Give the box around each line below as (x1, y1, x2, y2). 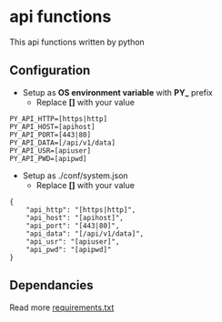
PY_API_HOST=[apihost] (9, 122, 96, 131)
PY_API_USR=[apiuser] (9, 146, 92, 156)
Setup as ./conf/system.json (22, 170, 129, 181)
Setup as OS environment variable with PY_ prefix (22, 86, 214, 97)
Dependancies (9, 277, 94, 293)
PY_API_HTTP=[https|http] (9, 114, 107, 124)
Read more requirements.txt (9, 302, 115, 313)
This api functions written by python (9, 36, 146, 47)
